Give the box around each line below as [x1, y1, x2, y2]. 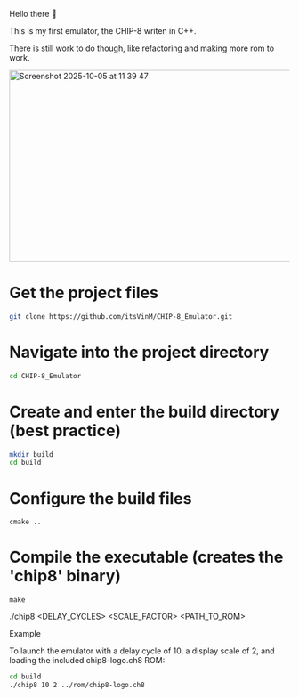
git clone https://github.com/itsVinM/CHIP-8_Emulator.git [9, 312, 233, 321]
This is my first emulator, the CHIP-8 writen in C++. [9, 26, 197, 36]
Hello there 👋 [9, 9, 58, 19]
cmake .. [9, 517, 42, 527]
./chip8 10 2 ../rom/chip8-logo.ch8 [9, 681, 145, 690]
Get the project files [9, 283, 158, 303]
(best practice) [9, 420, 122, 441]
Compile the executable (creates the [9, 548, 284, 567]
